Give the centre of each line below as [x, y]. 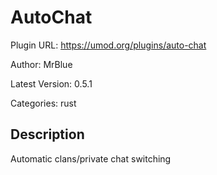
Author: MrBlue [41, 64]
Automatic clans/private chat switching [91, 158]
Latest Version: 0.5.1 [51, 83]
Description [47, 134]
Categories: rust [43, 103]
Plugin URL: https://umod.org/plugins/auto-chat [108, 45]
